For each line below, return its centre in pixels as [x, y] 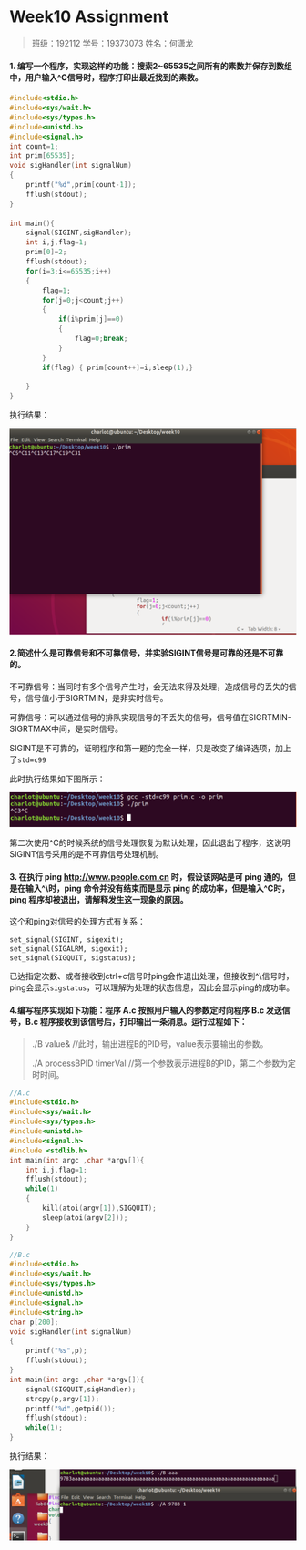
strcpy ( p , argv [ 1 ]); [63, 1399]
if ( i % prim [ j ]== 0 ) [91, 320]
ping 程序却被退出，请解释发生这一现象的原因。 [99, 899]
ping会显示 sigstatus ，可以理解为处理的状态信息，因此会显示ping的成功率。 [152, 987]
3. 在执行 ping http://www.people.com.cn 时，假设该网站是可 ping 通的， [149, 876]
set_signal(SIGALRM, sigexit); [69, 949]
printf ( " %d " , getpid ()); [71, 1409]
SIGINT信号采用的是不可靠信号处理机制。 [87, 854]
